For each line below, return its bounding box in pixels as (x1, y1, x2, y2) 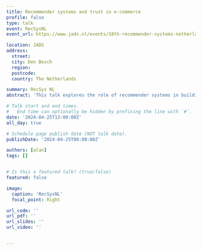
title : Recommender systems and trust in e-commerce (6, 8, 141, 15)
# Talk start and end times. (6, 103, 79, 109)
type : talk (6, 20, 34, 26)
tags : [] (6, 153, 28, 159)
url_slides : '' (6, 219, 44, 225)
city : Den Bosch (11, 58, 52, 65)
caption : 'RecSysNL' (11, 191, 63, 197)
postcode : (11, 70, 36, 76)
